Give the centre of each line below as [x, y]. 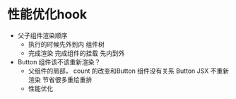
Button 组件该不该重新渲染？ [59, 62]
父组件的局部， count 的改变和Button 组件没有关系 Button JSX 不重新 [129, 71]
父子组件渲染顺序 [42, 35]
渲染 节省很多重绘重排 [60, 79]
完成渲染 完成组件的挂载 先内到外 [76, 53]
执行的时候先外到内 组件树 [66, 44]
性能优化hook [47, 14]
